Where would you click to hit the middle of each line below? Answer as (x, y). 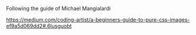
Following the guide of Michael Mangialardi (58, 8)
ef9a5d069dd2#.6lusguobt (39, 26)
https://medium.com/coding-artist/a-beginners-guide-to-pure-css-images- (98, 20)
